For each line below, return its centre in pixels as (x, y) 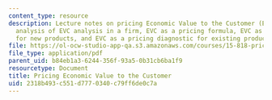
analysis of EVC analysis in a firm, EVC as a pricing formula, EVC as (139, 31)
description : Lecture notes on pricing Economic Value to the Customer (132, 23)
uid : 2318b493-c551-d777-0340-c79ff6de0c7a (83, 83)
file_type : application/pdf (56, 53)
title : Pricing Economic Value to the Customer (90, 76)
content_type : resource (49, 16)
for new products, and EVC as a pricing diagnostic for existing (128, 38)
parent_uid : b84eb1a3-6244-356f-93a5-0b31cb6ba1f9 (96, 61)
